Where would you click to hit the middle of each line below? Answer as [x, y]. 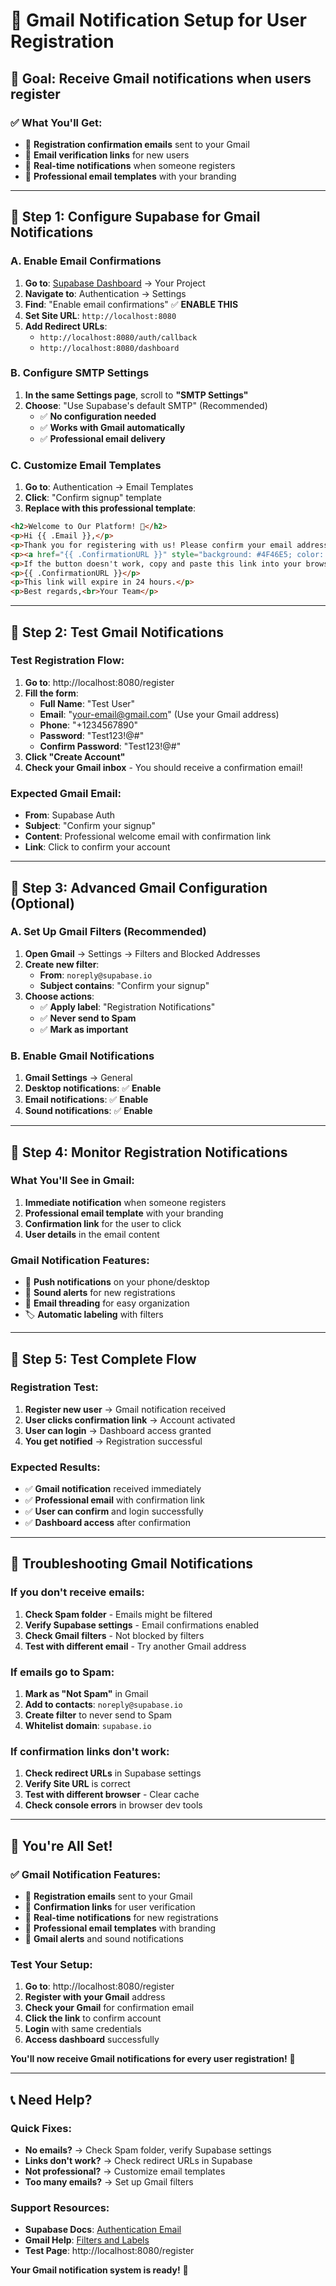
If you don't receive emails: [77, 1592]
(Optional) [42, 903]
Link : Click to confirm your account [97, 847]
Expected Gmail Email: [66, 793]
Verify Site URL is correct [77, 1784]
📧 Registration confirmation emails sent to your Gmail [137, 144]
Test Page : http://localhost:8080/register [109, 2251]
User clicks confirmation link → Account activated [130, 1420]
